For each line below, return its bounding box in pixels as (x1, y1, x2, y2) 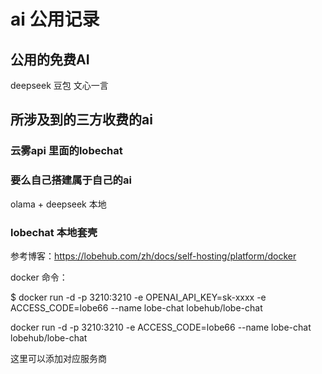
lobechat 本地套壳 (10, 225, 98, 239)
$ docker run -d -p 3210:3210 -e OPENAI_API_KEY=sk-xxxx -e (10, 291, 267, 303)
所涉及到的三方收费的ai (10, 111, 153, 129)
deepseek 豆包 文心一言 (10, 80, 109, 91)
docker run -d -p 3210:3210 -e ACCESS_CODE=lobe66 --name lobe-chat (10, 321, 312, 333)
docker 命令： (10, 271, 68, 283)
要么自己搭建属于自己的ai (10, 173, 132, 187)
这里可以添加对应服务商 (10, 352, 107, 364)
